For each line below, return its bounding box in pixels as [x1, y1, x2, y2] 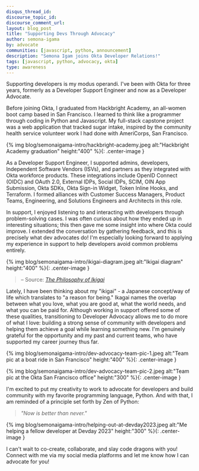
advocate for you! [6, 458, 49, 465]
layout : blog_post [6, 25, 52, 32]
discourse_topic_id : [6, 14, 58, 20]
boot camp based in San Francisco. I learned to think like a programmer [6, 111, 181, 118]
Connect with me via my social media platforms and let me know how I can [6, 452, 189, 459]
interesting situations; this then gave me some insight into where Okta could [6, 222, 192, 229]
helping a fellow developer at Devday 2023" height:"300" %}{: [6, 428, 159, 435]
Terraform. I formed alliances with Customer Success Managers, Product [6, 191, 185, 198]
